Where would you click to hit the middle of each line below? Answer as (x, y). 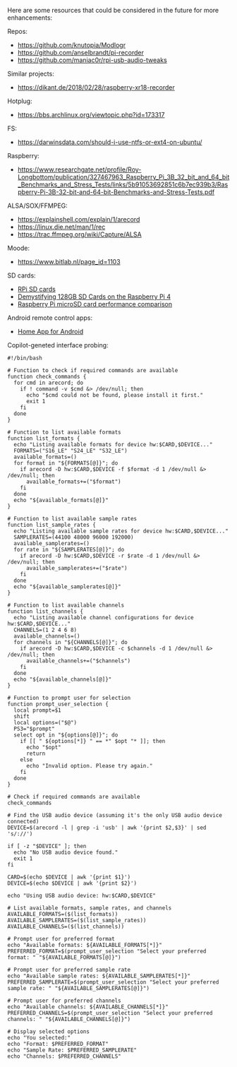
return (36, 753)
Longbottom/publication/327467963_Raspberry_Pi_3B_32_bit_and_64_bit (123, 177)
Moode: (19, 248)
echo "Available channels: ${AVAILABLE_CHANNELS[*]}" (88, 1007)
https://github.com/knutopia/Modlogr (71, 45)
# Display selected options (49, 1032)
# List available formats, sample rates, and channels (90, 908)
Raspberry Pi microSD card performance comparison (95, 304)
